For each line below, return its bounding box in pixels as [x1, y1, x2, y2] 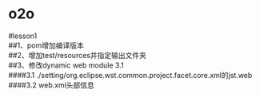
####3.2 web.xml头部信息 [8, 80, 94, 90]
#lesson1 [8, 31, 38, 41]
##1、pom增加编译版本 [8, 41, 84, 50]
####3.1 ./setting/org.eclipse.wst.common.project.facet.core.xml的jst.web [8, 70, 253, 80]
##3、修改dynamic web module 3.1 [8, 60, 124, 70]
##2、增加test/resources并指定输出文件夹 [8, 50, 146, 60]
